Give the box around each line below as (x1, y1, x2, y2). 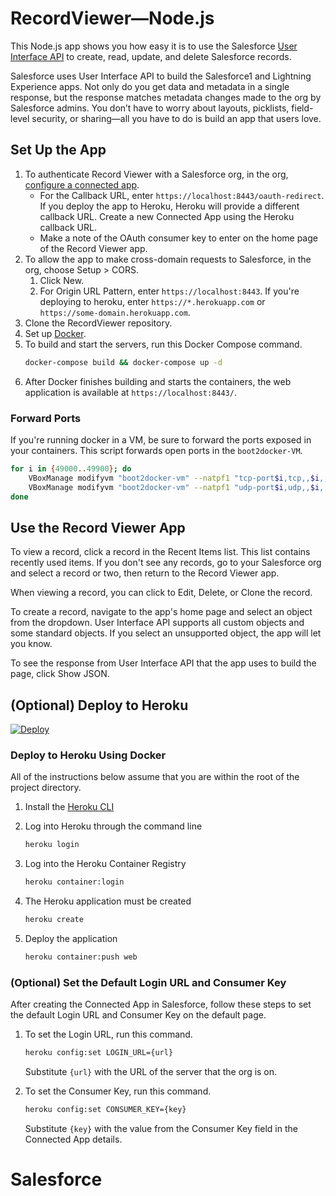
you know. (10, 638, 53, 650)
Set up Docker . (24, 327, 87, 339)
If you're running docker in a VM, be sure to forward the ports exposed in (10, 433, 312, 446)
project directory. (10, 782, 82, 794)
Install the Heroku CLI (24, 801, 115, 813)
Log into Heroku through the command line (24, 820, 203, 832)
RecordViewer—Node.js (10, 7, 215, 30)
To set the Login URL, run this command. (24, 1028, 193, 1041)
